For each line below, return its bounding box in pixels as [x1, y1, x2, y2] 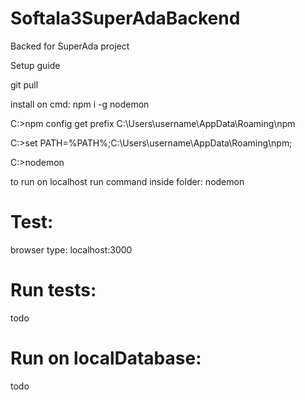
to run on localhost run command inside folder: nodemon [10, 175, 245, 187]
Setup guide [10, 59, 61, 71]
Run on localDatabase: [10, 347, 202, 369]
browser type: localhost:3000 [10, 243, 133, 256]
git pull [10, 78, 39, 91]
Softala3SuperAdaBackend [10, 7, 241, 30]
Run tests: [10, 279, 97, 302]
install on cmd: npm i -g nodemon [10, 98, 150, 110]
